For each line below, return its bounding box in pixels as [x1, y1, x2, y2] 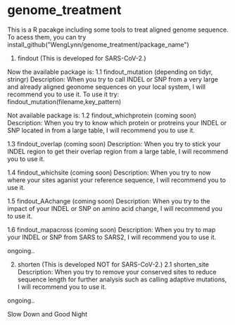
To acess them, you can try [7, 32, 87, 41]
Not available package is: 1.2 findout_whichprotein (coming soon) [7, 111, 197, 120]
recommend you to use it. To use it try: [7, 90, 120, 98]
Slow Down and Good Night [7, 310, 88, 318]
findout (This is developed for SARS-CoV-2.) [17, 53, 146, 62]
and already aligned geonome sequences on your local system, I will [7, 82, 206, 91]
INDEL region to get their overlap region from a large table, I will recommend [7, 147, 229, 155]
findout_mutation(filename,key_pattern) [7, 97, 122, 106]
